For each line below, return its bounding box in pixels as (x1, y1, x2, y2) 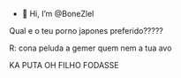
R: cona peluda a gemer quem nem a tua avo (9, 43, 172, 53)
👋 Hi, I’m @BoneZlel (21, 9, 94, 19)
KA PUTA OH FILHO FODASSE (9, 60, 119, 70)
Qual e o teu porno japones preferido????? (9, 26, 163, 35)
